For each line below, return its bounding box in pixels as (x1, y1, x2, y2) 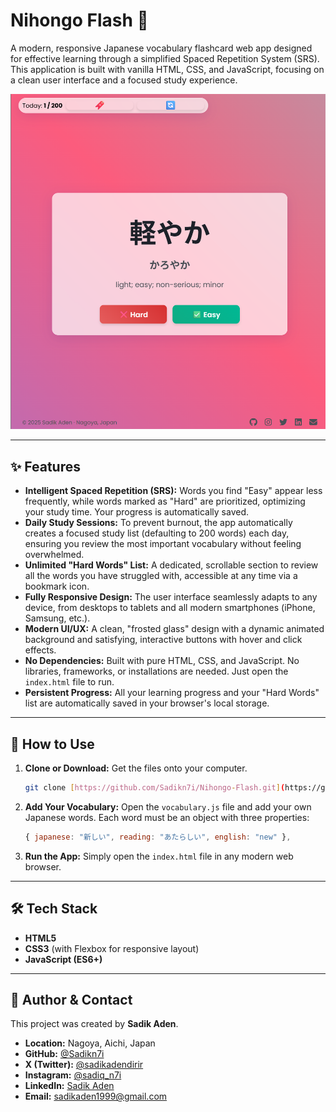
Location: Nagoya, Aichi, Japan (24, 1037, 156, 1049)
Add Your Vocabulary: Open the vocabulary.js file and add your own (24, 800, 312, 813)
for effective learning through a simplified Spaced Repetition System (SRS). (10, 52, 320, 64)
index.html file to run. (24, 676, 115, 688)
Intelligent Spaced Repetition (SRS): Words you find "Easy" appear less (24, 485, 323, 497)
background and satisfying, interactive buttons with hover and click (24, 634, 303, 646)
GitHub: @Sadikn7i (24, 1048, 105, 1060)
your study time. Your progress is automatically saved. (24, 506, 250, 518)
